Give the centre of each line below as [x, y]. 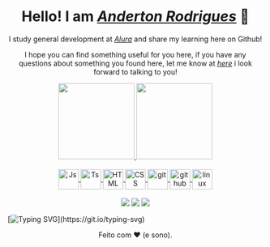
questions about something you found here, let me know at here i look [135, 63]
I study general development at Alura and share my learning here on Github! [135, 39]
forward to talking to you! [135, 71]
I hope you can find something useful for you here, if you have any [135, 54]
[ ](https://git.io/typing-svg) [76, 219]
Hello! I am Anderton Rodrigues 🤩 [135, 17]
